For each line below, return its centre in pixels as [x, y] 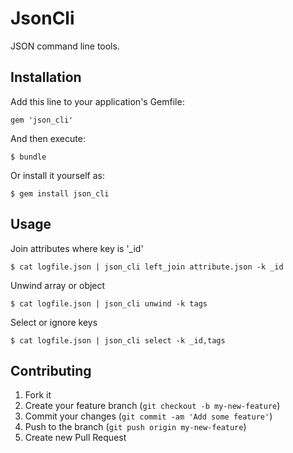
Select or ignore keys [54, 322]
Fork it [38, 395]
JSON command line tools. [65, 46]
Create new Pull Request [75, 438]
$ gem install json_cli [60, 193]
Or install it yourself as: [57, 175]
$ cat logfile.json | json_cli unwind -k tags [109, 303]
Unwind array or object [58, 285]
